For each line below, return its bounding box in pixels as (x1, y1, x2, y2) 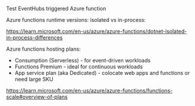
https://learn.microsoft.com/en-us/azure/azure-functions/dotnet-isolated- (6, 28, 187, 35)
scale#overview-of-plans (6, 94, 68, 100)
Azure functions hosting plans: (6, 45, 81, 52)
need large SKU (14, 76, 53, 82)
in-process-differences (6, 34, 63, 41)
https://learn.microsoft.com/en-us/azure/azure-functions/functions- (6, 87, 173, 94)
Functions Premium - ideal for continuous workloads (14, 63, 143, 70)
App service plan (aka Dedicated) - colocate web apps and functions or (14, 69, 190, 76)
